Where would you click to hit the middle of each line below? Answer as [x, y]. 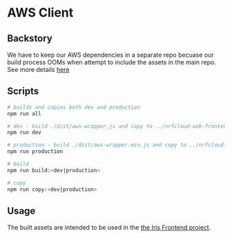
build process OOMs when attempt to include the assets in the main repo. [112, 62]
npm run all [24, 113]
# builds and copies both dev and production [74, 107]
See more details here [39, 70]
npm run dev [24, 133]
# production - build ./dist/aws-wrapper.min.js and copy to [97, 145]
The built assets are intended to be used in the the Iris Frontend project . [109, 228]
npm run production [35, 152]
